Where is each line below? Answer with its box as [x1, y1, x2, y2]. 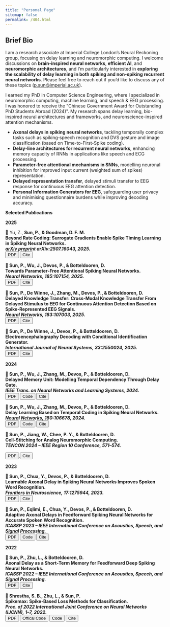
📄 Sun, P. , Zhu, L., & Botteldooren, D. [5, 554, 84, 561]
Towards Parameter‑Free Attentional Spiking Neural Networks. [5, 268, 141, 274]
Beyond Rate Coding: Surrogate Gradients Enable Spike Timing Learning [5, 235, 161, 241]
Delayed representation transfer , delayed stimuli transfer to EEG [12, 178, 149, 184]
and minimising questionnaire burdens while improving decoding [12, 194, 149, 200]
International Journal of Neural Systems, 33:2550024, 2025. [5, 345, 137, 351]
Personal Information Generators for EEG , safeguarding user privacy [12, 189, 159, 195]
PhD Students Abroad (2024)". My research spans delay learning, [5, 108, 143, 115]
